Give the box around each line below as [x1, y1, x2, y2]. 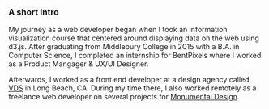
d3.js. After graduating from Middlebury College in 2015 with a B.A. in [8, 42, 240, 52]
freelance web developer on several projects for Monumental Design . [8, 92, 240, 102]
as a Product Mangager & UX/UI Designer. [8, 59, 149, 69]
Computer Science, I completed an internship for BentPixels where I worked [8, 51, 262, 61]
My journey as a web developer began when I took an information [8, 25, 228, 35]
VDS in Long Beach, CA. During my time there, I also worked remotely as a [8, 83, 257, 93]
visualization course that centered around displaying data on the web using [8, 33, 259, 43]
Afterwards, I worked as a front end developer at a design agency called [8, 75, 250, 85]
